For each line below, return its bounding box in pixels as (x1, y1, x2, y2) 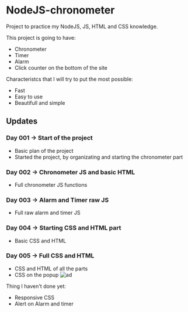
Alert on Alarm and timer (14, 300, 74, 307)
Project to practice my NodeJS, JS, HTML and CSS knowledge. (6, 23, 158, 30)
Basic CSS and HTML (14, 237, 67, 244)
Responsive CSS (14, 294, 55, 301)
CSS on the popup (14, 271, 59, 278)
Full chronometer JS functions (14, 181, 88, 188)
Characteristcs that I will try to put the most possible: (6, 76, 133, 83)
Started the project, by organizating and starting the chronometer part (14, 153, 183, 160)
